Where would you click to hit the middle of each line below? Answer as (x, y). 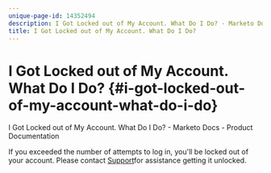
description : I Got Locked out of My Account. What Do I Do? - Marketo (131, 23)
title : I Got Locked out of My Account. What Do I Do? (102, 31)
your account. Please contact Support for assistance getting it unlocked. (128, 160)
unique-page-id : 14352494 (52, 16)
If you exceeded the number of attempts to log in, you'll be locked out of (128, 152)
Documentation (34, 136)
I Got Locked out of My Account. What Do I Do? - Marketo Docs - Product (131, 128)
